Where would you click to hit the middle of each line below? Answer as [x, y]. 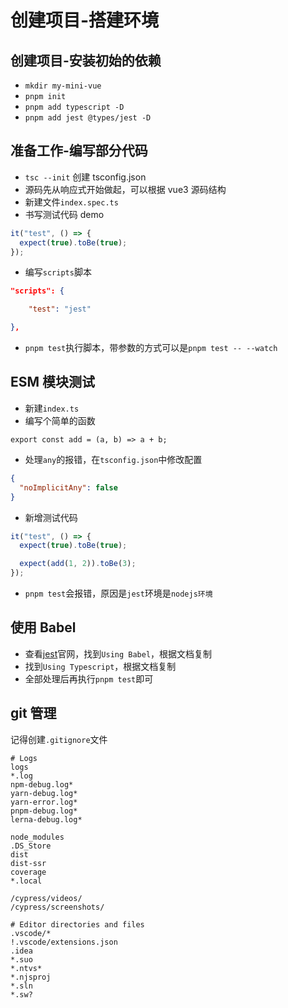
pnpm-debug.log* [44, 811]
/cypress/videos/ [46, 898]
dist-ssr [28, 863]
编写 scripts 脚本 [58, 272]
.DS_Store [31, 846]
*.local [26, 881]
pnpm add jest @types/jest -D [88, 118]
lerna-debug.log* [46, 819]
